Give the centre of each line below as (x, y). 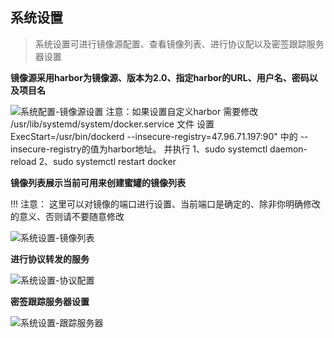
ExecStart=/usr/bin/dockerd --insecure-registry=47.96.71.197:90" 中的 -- (159, 136)
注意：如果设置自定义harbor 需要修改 (182, 111)
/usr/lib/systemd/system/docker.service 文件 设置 (112, 124)
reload (23, 161)
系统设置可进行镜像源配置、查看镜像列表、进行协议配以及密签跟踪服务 (179, 44)
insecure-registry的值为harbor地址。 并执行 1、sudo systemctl (139, 149)
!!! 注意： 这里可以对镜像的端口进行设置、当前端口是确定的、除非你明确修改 (165, 204)
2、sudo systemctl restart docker (107, 161)
